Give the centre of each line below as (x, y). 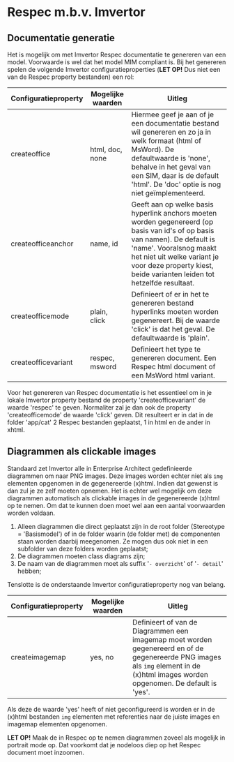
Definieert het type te (166, 349)
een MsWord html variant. (173, 375)
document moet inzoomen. (46, 752)
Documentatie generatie (61, 38)
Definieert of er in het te (170, 294)
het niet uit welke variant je (175, 257)
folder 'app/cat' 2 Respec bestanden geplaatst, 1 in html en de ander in (109, 422)
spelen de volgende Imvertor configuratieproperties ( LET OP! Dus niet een (114, 69)
